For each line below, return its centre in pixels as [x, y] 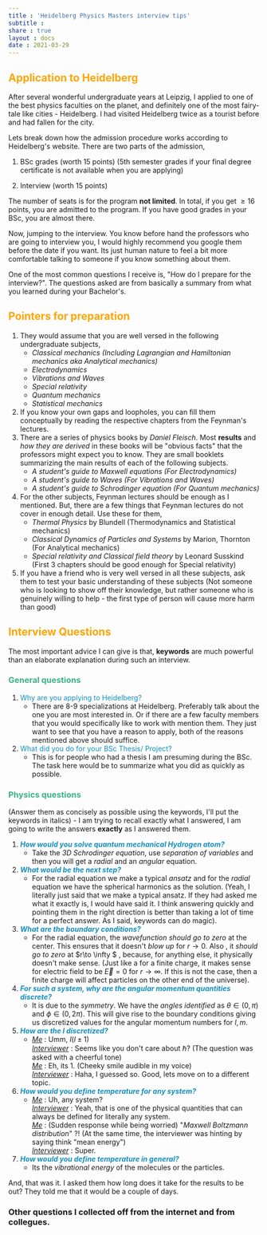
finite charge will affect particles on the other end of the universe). [140, 980]
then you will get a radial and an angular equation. [114, 862]
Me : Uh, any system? [67, 1100]
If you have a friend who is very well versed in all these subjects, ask [132, 573]
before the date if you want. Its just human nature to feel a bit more [118, 250]
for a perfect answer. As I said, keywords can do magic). [124, 921]
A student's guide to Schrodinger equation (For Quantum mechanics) [145, 488]
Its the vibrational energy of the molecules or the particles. [128, 1168]
